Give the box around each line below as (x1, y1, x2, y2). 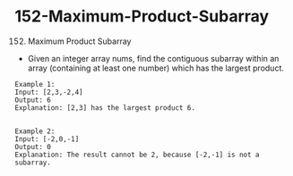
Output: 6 (14, 96, 52, 105)
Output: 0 (14, 142, 52, 151)
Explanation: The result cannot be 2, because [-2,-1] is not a (14, 150, 260, 159)
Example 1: (14, 80, 56, 88)
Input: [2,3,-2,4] (14, 88, 83, 96)
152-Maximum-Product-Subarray (14, 6, 270, 27)
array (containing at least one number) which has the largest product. (27, 63, 285, 73)
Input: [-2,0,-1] (14, 134, 80, 144)
